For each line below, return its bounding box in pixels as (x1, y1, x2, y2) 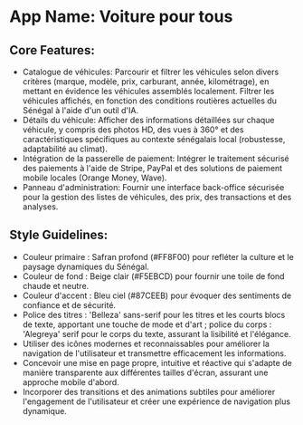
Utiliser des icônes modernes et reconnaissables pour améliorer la (22, 338, 270, 349)
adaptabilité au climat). (22, 143, 109, 154)
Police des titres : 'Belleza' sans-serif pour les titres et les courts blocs (22, 309, 286, 320)
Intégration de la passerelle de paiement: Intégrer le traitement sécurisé (22, 153, 289, 164)
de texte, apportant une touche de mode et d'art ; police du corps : (22, 319, 272, 330)
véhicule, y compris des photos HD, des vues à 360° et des (22, 124, 244, 135)
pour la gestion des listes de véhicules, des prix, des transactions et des (22, 192, 292, 202)
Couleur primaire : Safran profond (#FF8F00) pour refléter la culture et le (22, 251, 294, 262)
